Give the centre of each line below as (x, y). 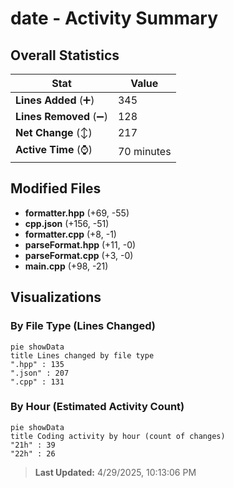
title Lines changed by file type (82, 355)
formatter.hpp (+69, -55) (77, 213)
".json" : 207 (40, 373)
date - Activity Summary (114, 18)
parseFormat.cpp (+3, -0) (79, 255)
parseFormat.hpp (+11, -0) (80, 244)
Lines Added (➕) (55, 100)
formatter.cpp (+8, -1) (70, 234)
